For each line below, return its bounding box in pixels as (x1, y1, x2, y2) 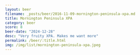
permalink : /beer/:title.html (5, 38, 66, 43)
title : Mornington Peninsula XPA (5, 16, 73, 21)
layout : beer (5, 7, 31, 12)
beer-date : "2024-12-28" (5, 29, 55, 34)
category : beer (5, 20, 36, 25)
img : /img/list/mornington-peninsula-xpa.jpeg (5, 43, 101, 47)
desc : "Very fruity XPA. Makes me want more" (5, 34, 98, 39)
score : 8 (5, 25, 23, 30)
